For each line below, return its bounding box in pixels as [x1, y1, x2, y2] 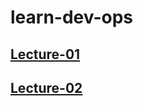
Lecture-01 [10, 46, 81, 63]
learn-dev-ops [10, 6, 134, 29]
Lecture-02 [10, 79, 83, 96]
